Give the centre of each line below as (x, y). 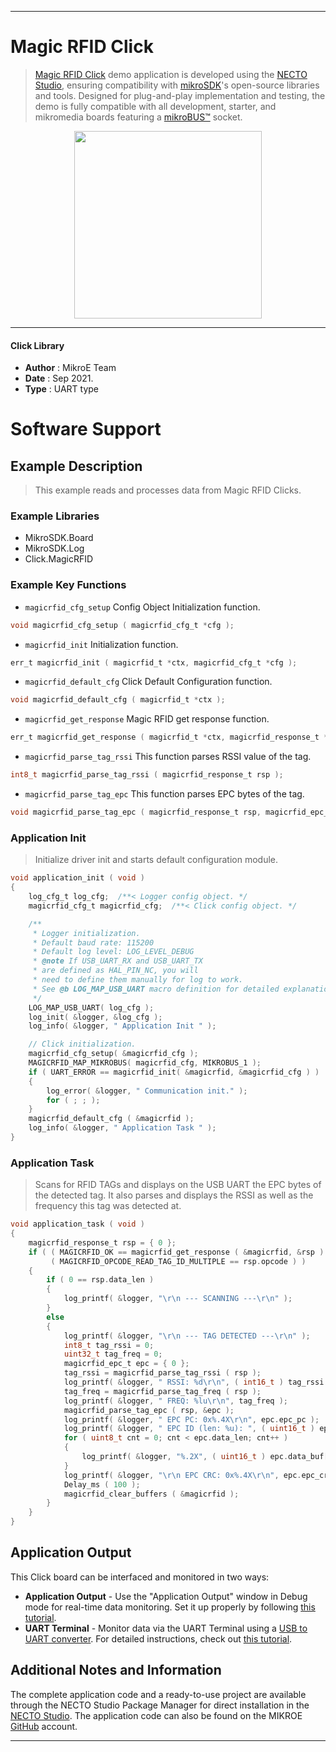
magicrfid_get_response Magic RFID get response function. (147, 719)
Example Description (76, 466)
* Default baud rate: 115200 (93, 942)
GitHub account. (44, 1726)
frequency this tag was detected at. (108, 1206)
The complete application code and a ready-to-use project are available (158, 1694)
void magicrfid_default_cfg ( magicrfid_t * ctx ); (118, 700)
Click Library (37, 345)
